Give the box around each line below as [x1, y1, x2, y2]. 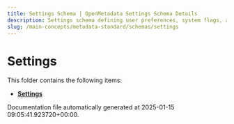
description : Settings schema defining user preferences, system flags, [7, 17, 223, 24]
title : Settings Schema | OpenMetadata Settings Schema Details [7, 10, 198, 17]
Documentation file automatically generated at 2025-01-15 [7, 103, 175, 111]
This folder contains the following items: [7, 76, 123, 84]
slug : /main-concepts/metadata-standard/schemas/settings [7, 23, 179, 30]
